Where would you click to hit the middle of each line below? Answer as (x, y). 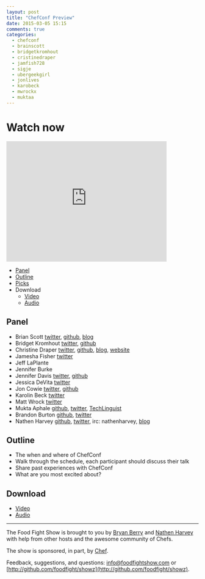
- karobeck (26, 86)
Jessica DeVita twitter (43, 382)
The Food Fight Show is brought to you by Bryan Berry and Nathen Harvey (100, 533)
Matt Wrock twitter (38, 402)
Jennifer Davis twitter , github (52, 375)
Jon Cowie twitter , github (47, 388)
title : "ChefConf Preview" (41, 18)
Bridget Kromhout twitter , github (56, 343)
